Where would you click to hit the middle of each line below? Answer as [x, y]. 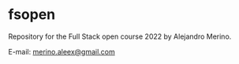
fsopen [32, 15]
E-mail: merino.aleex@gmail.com [62, 51]
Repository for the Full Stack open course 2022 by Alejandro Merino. [120, 36]
